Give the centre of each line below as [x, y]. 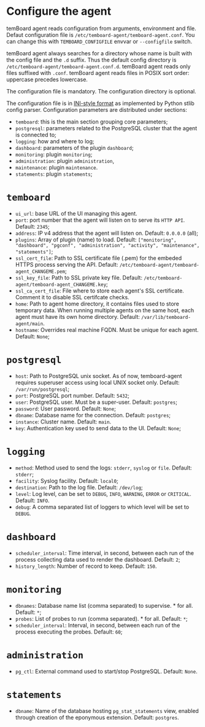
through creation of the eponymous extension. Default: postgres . [97, 717]
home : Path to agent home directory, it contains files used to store [97, 304]
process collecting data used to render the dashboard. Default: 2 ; [98, 559]
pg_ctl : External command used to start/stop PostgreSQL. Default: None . [106, 671]
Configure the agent [59, 11]
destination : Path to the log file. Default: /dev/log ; [79, 487]
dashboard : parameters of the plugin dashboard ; [74, 147]
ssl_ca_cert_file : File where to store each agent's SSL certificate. [99, 291]
